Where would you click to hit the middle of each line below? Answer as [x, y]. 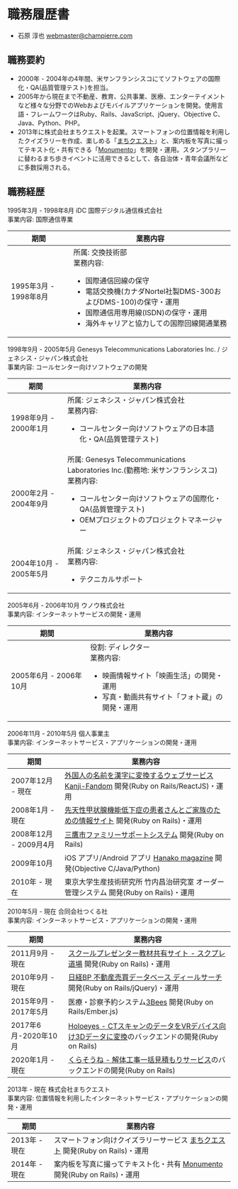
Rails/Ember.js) [93, 1011]
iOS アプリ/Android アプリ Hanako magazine [139, 857]
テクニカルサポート [111, 579]
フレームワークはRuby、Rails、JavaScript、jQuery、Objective [121, 114]
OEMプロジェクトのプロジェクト [134, 520]
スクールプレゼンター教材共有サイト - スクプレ [147, 953]
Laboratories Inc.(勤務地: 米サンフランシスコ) [142, 470]
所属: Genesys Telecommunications [126, 459]
